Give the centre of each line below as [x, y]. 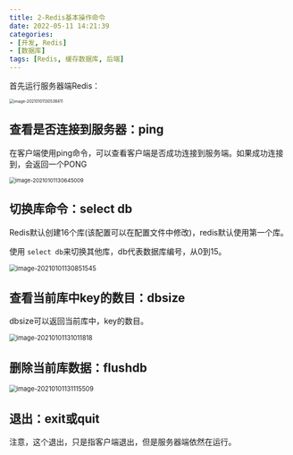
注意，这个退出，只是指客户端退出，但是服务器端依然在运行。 [123, 442]
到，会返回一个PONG [48, 164]
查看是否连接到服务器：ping [87, 129]
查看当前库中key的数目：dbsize [97, 298]
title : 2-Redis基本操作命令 [57, 17]
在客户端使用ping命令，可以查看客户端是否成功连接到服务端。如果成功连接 [146, 152]
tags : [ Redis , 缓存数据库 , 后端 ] [67, 59]
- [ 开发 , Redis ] [38, 43]
